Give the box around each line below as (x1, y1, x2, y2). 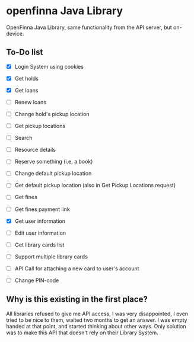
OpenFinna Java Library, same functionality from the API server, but (6, 24, 172, 31)
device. (6, 30, 24, 37)
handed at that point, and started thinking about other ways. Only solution (6, 322, 186, 330)
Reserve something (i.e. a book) (14, 158, 93, 165)
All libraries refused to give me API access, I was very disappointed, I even (6, 310, 189, 317)
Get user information (14, 218, 66, 225)
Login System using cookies (14, 63, 84, 70)
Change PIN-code (14, 277, 59, 284)
